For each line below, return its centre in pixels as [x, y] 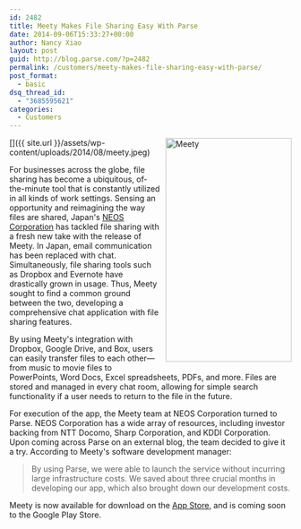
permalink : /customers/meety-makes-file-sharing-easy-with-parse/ [136, 68]
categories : [31, 109]
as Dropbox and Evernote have [66, 275]
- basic [32, 84]
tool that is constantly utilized [106, 189]
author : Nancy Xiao [46, 43]
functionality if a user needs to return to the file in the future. [121, 397]
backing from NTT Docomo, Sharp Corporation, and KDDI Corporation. [140, 433]
